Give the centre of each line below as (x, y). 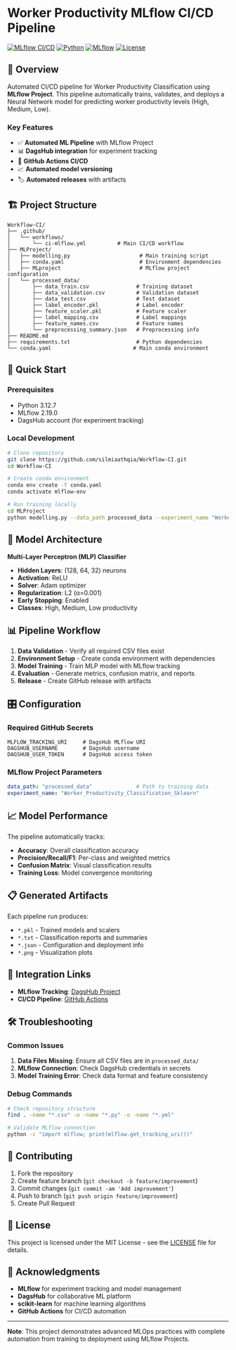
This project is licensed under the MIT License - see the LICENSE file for (112, 1242)
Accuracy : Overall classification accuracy (78, 850)
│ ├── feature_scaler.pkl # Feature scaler (97, 311)
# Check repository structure (52, 1108)
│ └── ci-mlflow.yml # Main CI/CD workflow (96, 243)
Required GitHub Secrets (50, 727)
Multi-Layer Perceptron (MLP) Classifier (67, 556)
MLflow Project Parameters (55, 772)
